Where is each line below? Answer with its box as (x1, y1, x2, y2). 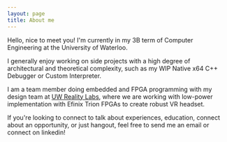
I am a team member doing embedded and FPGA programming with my (7, 85, 212, 93)
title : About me (7, 17, 54, 24)
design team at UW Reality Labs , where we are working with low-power (7, 92, 213, 101)
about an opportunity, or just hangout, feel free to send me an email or (7, 120, 210, 129)
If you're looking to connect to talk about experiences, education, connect (7, 113, 221, 122)
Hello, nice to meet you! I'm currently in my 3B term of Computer (7, 35, 193, 44)
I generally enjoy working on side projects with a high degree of (7, 56, 191, 65)
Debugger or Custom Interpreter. (7, 71, 102, 80)
